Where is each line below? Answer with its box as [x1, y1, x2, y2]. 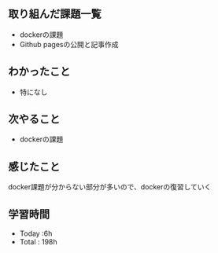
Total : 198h [19, 237, 57, 247]
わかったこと [8, 65, 71, 79]
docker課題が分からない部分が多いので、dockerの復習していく [8, 182, 212, 192]
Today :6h [19, 229, 53, 238]
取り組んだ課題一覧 [8, 7, 102, 21]
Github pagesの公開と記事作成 [19, 39, 119, 49]
